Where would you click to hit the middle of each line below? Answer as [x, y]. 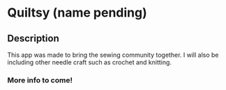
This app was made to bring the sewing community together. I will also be [113, 55]
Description [33, 38]
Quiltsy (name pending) [77, 13]
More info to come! [40, 80]
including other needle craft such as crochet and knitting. [90, 62]
